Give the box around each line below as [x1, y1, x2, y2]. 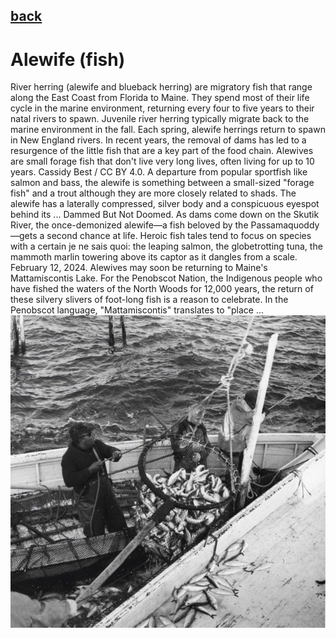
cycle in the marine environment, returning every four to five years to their [10, 102, 315, 114]
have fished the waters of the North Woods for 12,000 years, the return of [10, 283, 314, 295]
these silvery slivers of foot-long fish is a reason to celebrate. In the [10, 294, 289, 306]
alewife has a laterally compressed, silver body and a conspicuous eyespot [10, 198, 320, 210]
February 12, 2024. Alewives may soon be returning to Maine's [10, 262, 268, 274]
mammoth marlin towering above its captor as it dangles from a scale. [10, 251, 298, 263]
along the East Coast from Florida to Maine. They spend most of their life [10, 92, 310, 104]
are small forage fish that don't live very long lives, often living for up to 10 [10, 155, 315, 168]
